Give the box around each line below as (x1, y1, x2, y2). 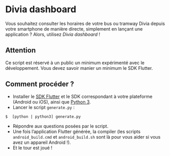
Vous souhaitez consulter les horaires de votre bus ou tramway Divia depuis (5, 20, 165, 27)
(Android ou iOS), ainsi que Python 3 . (12, 98, 91, 105)
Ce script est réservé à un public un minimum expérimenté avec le (5, 60, 144, 66)
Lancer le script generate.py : (12, 104, 75, 110)
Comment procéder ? (5, 80, 75, 89)
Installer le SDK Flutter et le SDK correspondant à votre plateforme (12, 93, 153, 99)
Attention (5, 46, 36, 55)
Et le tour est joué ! (12, 144, 53, 151)
